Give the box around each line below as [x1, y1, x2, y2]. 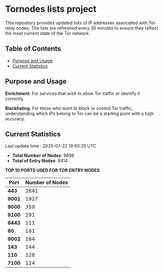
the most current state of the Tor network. [5, 30, 90, 36]
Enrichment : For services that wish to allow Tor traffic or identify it [5, 90, 140, 96]
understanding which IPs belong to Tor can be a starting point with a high [5, 110, 154, 117]
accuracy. [5, 116, 26, 121]
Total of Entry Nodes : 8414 [12, 158, 68, 164]
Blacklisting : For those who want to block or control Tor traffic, [5, 105, 133, 111]
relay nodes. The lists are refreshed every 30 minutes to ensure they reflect [5, 25, 159, 31]
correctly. [5, 95, 25, 102]
